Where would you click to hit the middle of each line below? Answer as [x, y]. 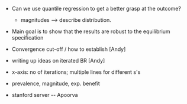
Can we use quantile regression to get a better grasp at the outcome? [96, 9]
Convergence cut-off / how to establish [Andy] [69, 49]
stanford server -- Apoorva [45, 95]
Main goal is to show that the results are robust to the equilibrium [91, 31]
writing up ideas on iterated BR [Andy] [58, 61]
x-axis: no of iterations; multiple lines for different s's [76, 72]
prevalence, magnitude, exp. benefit [56, 83]
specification [28, 38]
